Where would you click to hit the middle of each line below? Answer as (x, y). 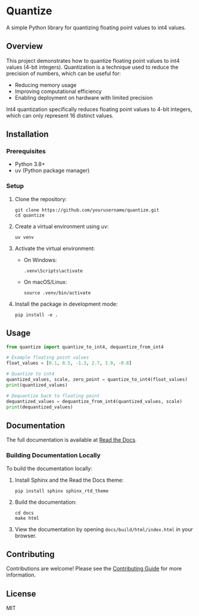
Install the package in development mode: (66, 304)
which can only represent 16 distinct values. (60, 115)
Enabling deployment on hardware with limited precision (84, 97)
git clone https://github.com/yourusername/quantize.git (87, 210)
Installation (27, 135)
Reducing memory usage (46, 85)
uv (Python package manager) (52, 171)
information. (21, 575)
